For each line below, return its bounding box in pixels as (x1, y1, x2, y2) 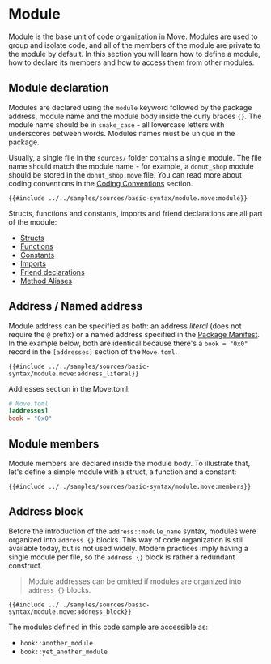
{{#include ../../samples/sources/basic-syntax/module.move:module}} (8, 194, 248, 203)
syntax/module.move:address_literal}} (8, 370, 139, 378)
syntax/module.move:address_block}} (8, 607, 132, 616)
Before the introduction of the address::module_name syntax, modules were (8, 526, 256, 536)
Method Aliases (19, 276, 73, 285)
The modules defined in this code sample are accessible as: (8, 622, 209, 632)
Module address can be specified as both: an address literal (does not (8, 321, 242, 331)
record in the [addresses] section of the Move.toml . (8, 346, 178, 357)
